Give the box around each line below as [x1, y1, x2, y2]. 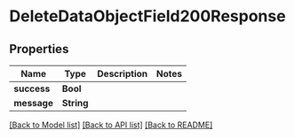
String [61, 97, 89, 109]
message [13, 97, 53, 109]
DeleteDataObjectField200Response [9, 6, 286, 27]
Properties [9, 42, 69, 57]
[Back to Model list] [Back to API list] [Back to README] [9, 119, 213, 130]
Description [97, 68, 148, 80]
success [13, 82, 51, 95]
